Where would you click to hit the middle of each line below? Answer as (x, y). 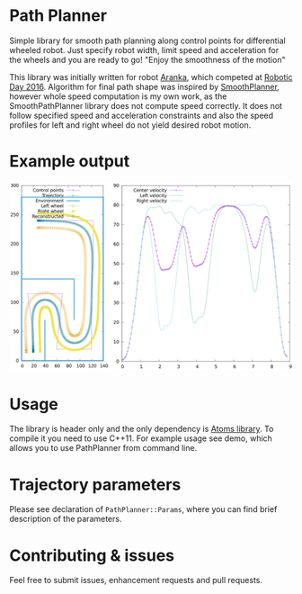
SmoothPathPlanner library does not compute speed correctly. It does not (146, 105)
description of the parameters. (66, 519)
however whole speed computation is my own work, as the (118, 96)
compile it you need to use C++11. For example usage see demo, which (141, 438)
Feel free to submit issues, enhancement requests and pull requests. (136, 580)
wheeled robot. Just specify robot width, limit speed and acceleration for (144, 49)
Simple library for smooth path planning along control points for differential (147, 40)
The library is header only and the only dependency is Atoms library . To (142, 429)
